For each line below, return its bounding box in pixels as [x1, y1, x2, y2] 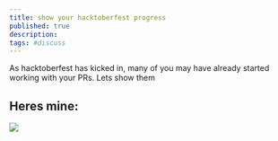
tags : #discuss [9, 38, 66, 48]
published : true [9, 22, 70, 31]
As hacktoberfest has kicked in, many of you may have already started [9, 63, 270, 74]
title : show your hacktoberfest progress [9, 13, 167, 22]
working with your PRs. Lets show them [9, 73, 155, 84]
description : [9, 30, 58, 39]
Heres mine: [9, 98, 79, 113]
